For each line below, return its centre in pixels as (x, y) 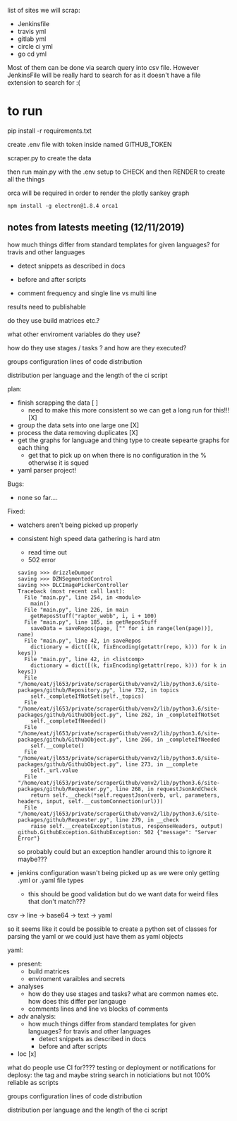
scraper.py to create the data (49, 158)
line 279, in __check (147, 820)
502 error (42, 559)
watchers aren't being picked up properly (78, 525)
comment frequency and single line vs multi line (87, 293)
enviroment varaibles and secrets (77, 978)
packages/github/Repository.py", (67, 690)
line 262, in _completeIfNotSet (172, 715)
